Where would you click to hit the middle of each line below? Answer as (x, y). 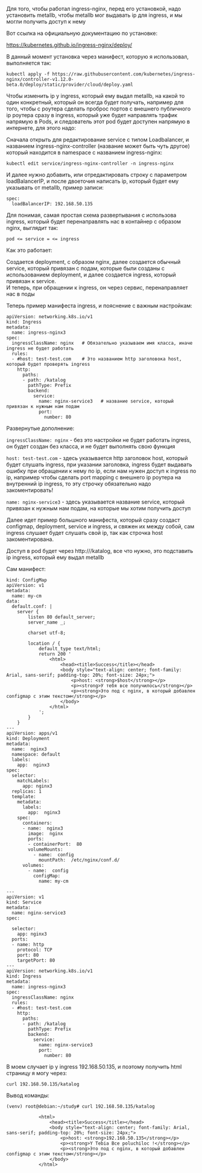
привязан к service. (31, 281)
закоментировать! (30, 490)
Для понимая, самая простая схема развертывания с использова (91, 215)
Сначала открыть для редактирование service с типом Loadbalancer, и (98, 139)
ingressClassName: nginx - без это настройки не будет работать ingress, (99, 440)
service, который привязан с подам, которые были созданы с (85, 268)
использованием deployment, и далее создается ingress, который (91, 275)
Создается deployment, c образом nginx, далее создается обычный (93, 262)
